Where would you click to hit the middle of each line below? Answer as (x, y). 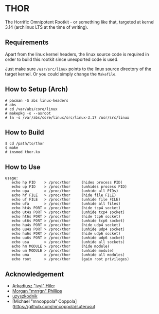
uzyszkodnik (25, 296)
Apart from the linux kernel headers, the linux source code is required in (77, 54)
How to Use (23, 167)
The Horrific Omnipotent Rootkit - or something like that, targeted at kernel (80, 22)
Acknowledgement (35, 274)
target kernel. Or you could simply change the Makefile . (61, 74)
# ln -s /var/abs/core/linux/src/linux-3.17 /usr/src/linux (67, 117)
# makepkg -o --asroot (28, 113)
